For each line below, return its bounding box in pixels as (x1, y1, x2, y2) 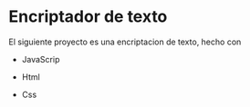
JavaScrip (21, 53, 60, 64)
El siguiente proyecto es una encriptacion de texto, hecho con (8, 36, 242, 47)
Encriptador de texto (8, 6, 168, 27)
